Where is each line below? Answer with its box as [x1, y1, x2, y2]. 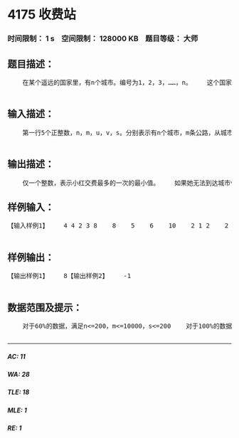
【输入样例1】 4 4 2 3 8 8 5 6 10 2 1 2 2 [7, 222, 229, 230]
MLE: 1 [7, 406, 27, 415]
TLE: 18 [7, 388, 30, 397]
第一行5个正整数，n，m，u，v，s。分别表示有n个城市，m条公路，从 [22, 129, 221, 137]
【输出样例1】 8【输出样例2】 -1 [7, 272, 132, 280]
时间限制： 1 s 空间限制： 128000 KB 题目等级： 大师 [7, 33, 198, 43]
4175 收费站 [7, 6, 77, 23]
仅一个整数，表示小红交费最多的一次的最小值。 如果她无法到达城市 [22, 178, 231, 187]
